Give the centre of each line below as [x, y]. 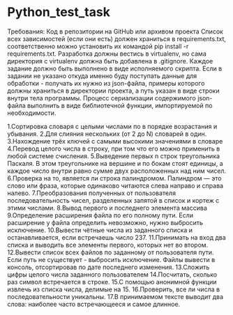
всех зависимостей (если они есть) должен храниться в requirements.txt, [117, 38]
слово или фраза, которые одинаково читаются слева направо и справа [115, 185]
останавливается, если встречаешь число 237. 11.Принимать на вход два [117, 237]
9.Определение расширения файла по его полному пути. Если [100, 215]
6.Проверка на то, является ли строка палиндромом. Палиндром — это [114, 178]
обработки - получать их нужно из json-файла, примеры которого [106, 83]
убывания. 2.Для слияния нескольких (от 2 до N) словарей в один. [107, 134]
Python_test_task [59, 12]
